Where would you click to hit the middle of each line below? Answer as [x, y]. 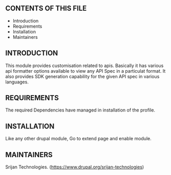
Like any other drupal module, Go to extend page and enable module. [79, 139]
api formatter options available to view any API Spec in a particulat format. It [85, 71]
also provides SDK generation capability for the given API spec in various [82, 76]
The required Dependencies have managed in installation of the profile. [80, 110]
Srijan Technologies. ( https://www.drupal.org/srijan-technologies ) [75, 167]
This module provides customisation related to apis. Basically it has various [84, 65]
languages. [17, 82]
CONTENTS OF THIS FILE [46, 8]
